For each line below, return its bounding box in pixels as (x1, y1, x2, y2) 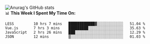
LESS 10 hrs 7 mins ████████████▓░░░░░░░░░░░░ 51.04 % (5, 22, 146, 26)
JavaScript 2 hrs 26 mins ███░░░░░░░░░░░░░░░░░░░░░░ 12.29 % (5, 30, 146, 35)
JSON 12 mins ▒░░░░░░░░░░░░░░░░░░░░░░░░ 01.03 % (5, 34, 146, 39)
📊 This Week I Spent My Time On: (5, 10, 76, 16)
